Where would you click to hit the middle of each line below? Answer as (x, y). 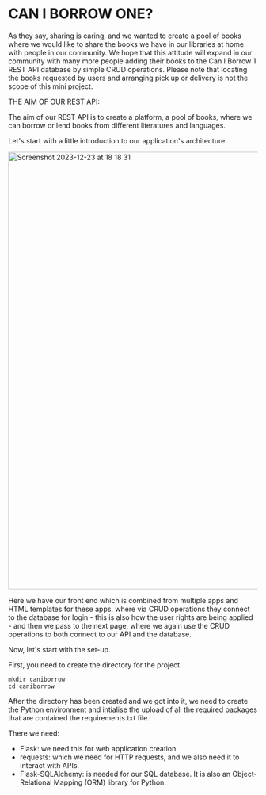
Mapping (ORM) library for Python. (110, 782)
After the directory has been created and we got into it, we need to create (128, 701)
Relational (36, 782)
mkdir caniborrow (37, 679)
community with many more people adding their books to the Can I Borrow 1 (132, 61)
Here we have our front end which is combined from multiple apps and (123, 600)
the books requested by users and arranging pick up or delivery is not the (128, 78)
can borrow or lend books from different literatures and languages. (117, 125)
